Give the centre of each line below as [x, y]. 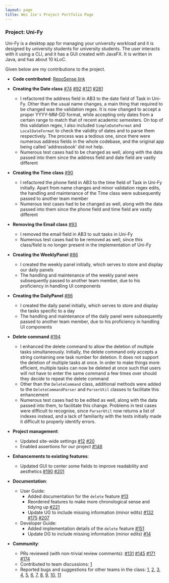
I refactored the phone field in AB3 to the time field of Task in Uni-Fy [91, 182]
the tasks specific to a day [47, 310]
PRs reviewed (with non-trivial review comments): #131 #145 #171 [88, 553]
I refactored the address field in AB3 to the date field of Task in [85, 98]
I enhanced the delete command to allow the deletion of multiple [87, 346]
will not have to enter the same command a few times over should [89, 373]
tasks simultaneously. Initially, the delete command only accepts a [89, 352]
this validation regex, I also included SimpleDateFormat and [80, 125]
